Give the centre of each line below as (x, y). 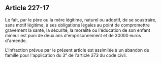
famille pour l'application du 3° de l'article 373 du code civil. (66, 55)
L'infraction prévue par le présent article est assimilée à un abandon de (77, 50)
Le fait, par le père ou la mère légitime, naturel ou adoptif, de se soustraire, (81, 20)
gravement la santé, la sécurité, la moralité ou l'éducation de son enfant (78, 30)
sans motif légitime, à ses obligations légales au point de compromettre (78, 25)
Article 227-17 (27, 8)
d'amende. (16, 41)
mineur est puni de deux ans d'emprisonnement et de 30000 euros (73, 35)
